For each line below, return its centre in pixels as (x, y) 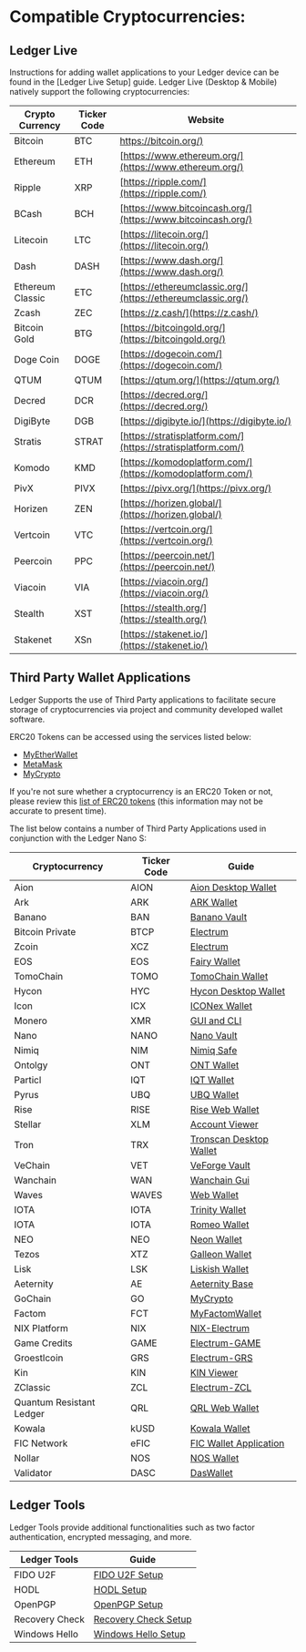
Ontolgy (31, 1065)
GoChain (33, 1298)
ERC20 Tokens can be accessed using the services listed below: (131, 736)
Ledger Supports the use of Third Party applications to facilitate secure (143, 700)
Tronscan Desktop (229, 1139)
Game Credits (43, 1343)
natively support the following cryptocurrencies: (100, 92)
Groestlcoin (39, 1358)
